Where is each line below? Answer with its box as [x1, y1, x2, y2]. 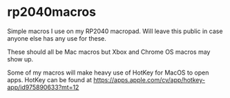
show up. [7, 55, 34, 63]
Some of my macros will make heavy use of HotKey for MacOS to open [7, 68, 209, 77]
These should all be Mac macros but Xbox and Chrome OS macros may [7, 48, 211, 56]
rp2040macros [7, 4, 97, 20]
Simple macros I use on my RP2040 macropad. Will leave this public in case [7, 27, 223, 35]
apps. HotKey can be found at [7, 75, 92, 84]
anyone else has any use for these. [7, 34, 107, 42]
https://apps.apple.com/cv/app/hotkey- [93, 75, 206, 84]
